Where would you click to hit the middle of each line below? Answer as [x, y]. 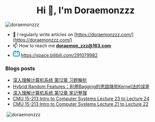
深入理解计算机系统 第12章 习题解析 [50, 80]
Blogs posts [20, 68]
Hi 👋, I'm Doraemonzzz [86, 10]
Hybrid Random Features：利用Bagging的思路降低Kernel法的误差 [81, 87]
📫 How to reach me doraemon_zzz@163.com [62, 45]
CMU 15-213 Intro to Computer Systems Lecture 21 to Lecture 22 [81, 104]
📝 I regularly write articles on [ [44, 34]
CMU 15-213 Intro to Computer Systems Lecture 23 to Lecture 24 [81, 99]
